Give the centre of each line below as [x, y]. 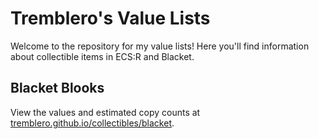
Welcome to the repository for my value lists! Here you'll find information [160, 46]
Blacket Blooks [57, 88]
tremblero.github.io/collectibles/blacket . [92, 123]
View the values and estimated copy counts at [105, 112]
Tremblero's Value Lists [110, 18]
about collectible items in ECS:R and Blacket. [102, 56]
